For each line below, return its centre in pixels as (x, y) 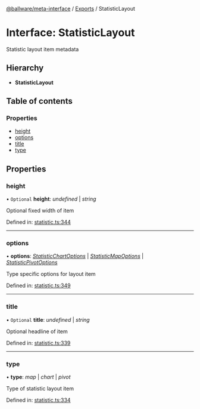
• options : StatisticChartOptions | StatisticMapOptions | (75, 256)
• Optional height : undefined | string (51, 199)
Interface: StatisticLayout (71, 33)
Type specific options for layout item (51, 274)
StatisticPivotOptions (32, 263)
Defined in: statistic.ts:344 (39, 222)
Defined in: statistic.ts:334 (38, 400)
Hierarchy (25, 68)
